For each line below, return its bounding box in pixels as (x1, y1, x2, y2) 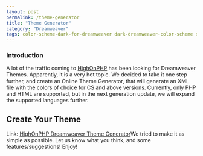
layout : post (6, 8, 39, 15)
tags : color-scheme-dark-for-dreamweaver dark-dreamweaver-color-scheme (6, 31, 193, 37)
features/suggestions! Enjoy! (6, 143, 77, 151)
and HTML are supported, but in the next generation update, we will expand (6, 90, 195, 98)
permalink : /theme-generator (6, 14, 80, 20)
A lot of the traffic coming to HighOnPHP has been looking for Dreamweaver (6, 64, 196, 72)
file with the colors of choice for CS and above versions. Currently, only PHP (6, 84, 196, 91)
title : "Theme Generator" (6, 20, 71, 26)
